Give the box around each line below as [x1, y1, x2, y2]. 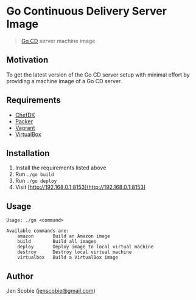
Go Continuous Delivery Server [6, 4, 167, 18]
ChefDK [15, 111, 35, 118]
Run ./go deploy [15, 177, 57, 185]
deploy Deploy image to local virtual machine [17, 244, 154, 250]
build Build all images [17, 239, 97, 245]
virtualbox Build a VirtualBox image [17, 254, 119, 261]
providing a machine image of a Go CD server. [6, 77, 122, 84]
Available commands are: [6, 228, 69, 234]
